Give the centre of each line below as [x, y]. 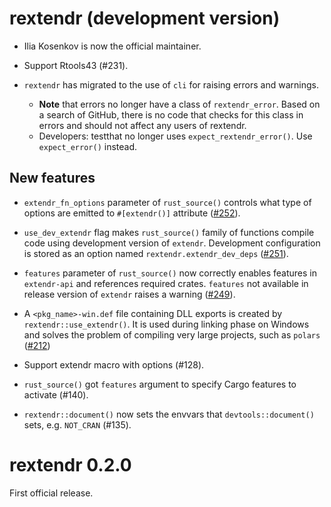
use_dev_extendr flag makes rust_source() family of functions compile [169, 232]
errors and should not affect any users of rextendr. [142, 125]
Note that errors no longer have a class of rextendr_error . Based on [179, 104]
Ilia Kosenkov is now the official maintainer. [112, 46]
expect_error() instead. [88, 146]
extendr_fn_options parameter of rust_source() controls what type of [167, 202]
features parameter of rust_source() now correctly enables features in [170, 273]
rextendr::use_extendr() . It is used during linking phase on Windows [166, 324]
